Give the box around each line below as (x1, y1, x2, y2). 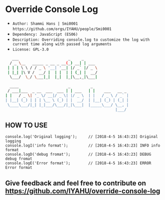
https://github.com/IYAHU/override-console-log (5, 186, 160, 195)
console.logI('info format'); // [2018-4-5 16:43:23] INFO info (5, 143, 160, 148)
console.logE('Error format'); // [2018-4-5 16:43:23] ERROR (5, 161, 151, 166)
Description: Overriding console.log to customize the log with (12, 37, 150, 42)
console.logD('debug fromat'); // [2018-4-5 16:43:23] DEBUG (5, 152, 151, 157)
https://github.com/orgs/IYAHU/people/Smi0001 (12, 26, 112, 31)
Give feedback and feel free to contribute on (5, 179, 146, 187)
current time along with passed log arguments (12, 41, 112, 46)
